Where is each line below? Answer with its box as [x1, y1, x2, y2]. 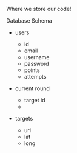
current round [15, 85, 50, 92]
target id [24, 97, 45, 104]
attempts [24, 73, 47, 80]
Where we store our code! [6, 5, 72, 12]
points [24, 66, 41, 74]
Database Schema [6, 17, 53, 24]
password [24, 60, 50, 67]
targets [15, 115, 33, 122]
